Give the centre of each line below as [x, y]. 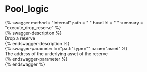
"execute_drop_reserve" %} [33, 27]
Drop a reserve [20, 38]
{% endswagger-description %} [37, 43]
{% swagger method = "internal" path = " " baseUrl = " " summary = [74, 23]
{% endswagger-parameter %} [36, 59]
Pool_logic [27, 9]
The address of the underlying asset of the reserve [56, 54]
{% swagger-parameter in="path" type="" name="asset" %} [66, 48]
